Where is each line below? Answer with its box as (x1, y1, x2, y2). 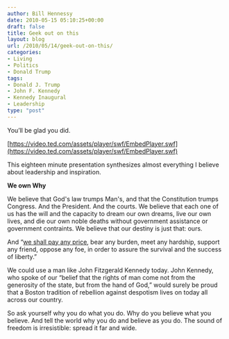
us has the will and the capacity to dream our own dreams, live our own (7, 209, 212, 217)
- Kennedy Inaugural (7, 94, 67, 101)
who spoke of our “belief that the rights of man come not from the (7, 273, 196, 281)
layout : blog (7, 36, 45, 43)
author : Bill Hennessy (7, 10, 73, 17)
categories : (7, 49, 42, 56)
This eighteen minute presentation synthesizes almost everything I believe (7, 160, 220, 169)
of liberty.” (7, 252, 37, 261)
